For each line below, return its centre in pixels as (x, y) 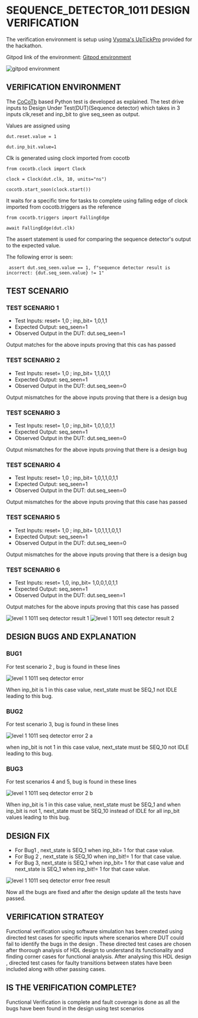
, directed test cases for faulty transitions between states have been (89, 963)
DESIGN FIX (28, 836)
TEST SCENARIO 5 (33, 518)
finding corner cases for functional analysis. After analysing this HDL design (99, 956)
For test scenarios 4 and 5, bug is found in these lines (72, 782)
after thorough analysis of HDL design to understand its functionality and (95, 950)
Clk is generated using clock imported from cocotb (68, 158)
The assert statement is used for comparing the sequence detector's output (98, 239)
